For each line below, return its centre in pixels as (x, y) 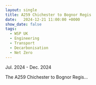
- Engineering (25, 39)
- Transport (22, 43)
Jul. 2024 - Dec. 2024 (28, 67)
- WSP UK (19, 34)
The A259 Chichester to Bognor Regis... (47, 77)
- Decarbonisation (29, 48)
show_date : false (23, 24)
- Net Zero (21, 52)
